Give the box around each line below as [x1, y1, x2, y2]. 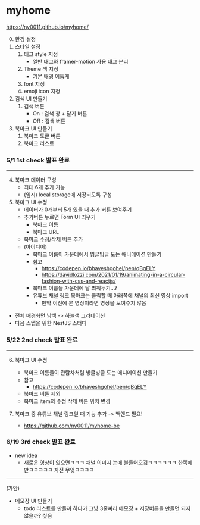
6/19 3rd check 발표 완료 [6, 438, 76, 446]
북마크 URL [32, 229, 60, 236]
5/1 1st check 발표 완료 [6, 156, 70, 164]
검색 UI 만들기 [14, 95, 48, 102]
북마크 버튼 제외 [23, 390, 61, 397]
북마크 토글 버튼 [23, 132, 61, 139]
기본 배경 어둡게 [32, 73, 70, 80]
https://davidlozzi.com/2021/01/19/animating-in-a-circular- [41, 271, 186, 279]
